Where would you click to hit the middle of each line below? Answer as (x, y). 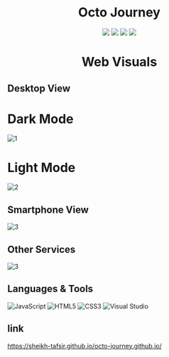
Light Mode (42, 167)
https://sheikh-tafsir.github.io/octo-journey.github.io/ (84, 346)
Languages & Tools (50, 289)
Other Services (42, 250)
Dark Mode (40, 119)
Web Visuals (119, 62)
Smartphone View (48, 210)
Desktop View (39, 88)
